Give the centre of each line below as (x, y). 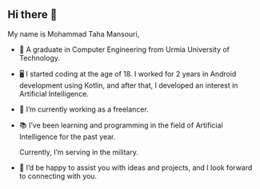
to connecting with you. (58, 175)
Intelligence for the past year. (67, 136)
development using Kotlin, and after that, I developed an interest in (128, 85)
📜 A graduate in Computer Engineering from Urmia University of (124, 49)
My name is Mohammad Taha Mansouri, (74, 33)
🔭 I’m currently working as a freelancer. (84, 109)
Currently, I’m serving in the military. (79, 152)
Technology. (40, 57)
